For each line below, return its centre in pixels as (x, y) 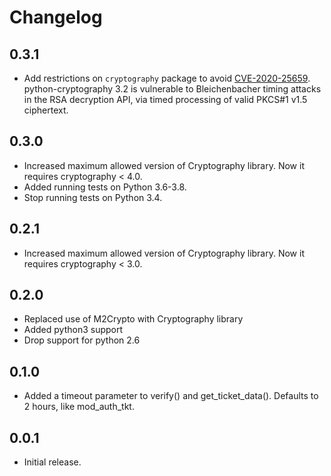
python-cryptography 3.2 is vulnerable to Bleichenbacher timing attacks (172, 89)
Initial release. (52, 462)
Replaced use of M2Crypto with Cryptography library (133, 319)
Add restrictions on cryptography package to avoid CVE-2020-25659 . (167, 78)
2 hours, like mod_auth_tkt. (79, 407)
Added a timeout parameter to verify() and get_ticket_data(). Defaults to (171, 396)
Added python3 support (73, 330)
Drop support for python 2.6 (82, 340)
